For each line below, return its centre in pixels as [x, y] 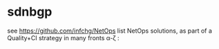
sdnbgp [30, 12]
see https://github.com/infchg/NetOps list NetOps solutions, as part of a [110, 31]
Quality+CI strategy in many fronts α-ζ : [63, 37]
